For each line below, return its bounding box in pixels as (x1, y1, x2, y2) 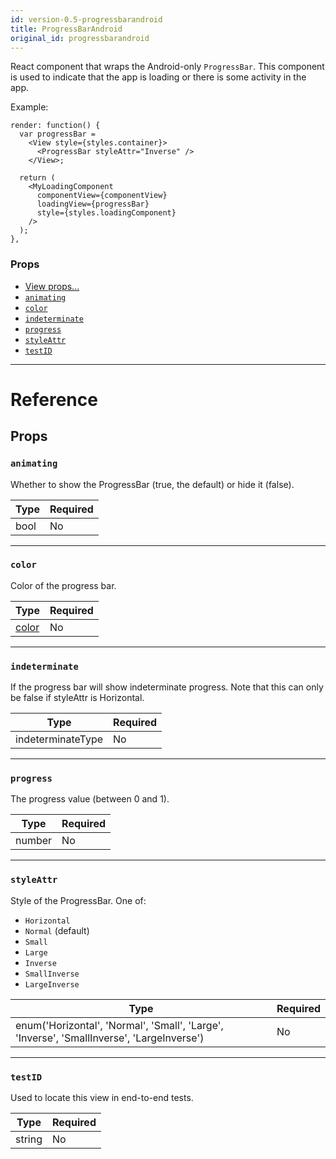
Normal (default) (24, 924, 90, 936)
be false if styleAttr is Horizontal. (10, 692, 145, 704)
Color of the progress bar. (10, 579, 117, 591)
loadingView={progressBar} (36, 199, 150, 210)
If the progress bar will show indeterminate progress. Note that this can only (10, 681, 324, 693)
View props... (24, 280, 80, 292)
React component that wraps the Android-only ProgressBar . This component (10, 61, 325, 73)
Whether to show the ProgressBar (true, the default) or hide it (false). (10, 478, 295, 490)
